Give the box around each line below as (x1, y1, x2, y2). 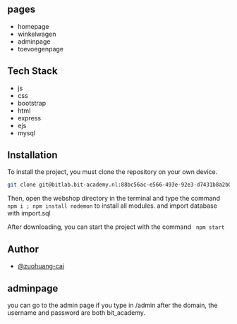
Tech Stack (7, 65, 58, 77)
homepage (17, 22, 49, 30)
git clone (7, 181, 37, 189)
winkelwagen (17, 30, 56, 38)
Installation (7, 149, 58, 161)
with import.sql (7, 209, 51, 218)
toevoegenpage (17, 44, 64, 53)
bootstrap (17, 99, 47, 107)
